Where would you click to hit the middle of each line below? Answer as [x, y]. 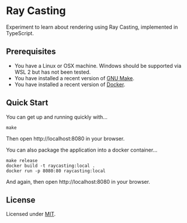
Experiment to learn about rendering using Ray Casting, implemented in [92, 27]
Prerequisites [31, 52]
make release [22, 160]
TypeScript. [20, 33]
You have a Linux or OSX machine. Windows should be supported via [98, 66]
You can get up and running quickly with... [57, 117]
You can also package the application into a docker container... [82, 150]
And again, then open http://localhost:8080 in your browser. [78, 181]
